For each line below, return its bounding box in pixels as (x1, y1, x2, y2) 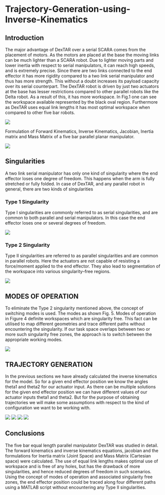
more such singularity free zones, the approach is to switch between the (5, 332, 152, 338)
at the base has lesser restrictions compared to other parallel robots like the (5, 89, 159, 94)
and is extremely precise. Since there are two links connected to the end (5, 68, 152, 74)
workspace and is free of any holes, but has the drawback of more (5, 463, 140, 469)
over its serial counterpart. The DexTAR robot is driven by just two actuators (5, 83, 159, 89)
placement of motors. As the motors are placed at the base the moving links (5, 52, 159, 58)
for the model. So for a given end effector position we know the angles (5, 379, 148, 384)
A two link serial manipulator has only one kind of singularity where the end (5, 170, 158, 176)
